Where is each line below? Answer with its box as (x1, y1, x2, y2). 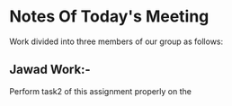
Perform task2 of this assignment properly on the (9, 85, 192, 96)
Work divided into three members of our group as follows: (9, 36, 224, 47)
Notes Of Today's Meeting (9, 6, 210, 27)
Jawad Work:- (9, 62, 92, 77)
